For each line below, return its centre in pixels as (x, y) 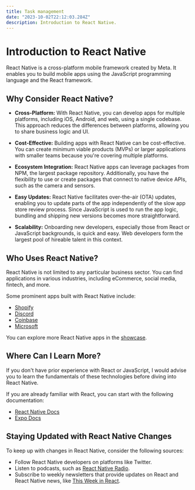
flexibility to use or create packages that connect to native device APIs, (100, 179)
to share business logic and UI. (52, 132)
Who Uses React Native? (52, 258)
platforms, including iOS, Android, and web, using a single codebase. (98, 119)
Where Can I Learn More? (53, 356)
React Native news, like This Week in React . (67, 481)
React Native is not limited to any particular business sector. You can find (95, 272)
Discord (24, 313)
